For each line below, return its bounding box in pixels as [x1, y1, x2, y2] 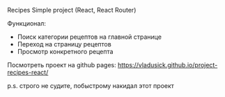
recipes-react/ [7, 69, 49, 76]
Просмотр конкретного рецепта [17, 48, 114, 55]
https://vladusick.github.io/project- [117, 61, 218, 69]
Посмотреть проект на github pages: [7, 61, 116, 69]
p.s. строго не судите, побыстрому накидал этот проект [7, 82, 174, 89]
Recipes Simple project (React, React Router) [7, 6, 137, 14]
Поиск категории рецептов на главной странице [17, 33, 162, 41]
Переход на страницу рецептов [17, 40, 111, 48]
